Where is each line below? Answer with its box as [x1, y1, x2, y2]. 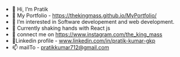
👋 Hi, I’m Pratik [11, 6, 48, 12]
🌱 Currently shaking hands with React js [11, 24, 111, 31]
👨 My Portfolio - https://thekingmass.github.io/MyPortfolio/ [11, 12, 157, 19]
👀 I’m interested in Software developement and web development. [11, 18, 175, 25]
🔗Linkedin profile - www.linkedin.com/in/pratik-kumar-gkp [11, 37, 155, 44]
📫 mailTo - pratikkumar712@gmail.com [11, 44, 109, 50]
